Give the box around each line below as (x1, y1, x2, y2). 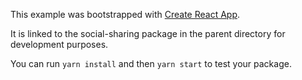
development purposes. (10, 39, 109, 50)
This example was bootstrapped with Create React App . (10, 9, 241, 20)
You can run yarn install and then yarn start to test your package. (10, 58, 292, 69)
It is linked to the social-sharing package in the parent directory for (10, 28, 286, 39)
